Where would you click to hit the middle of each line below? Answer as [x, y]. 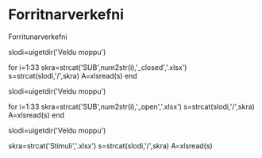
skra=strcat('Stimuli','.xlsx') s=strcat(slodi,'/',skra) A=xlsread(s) [110, 145]
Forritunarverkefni [38, 37]
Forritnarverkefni [66, 15]
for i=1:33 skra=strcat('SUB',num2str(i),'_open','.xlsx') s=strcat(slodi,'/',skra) [132, 106]
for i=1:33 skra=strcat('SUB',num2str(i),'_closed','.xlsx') [98, 67]
